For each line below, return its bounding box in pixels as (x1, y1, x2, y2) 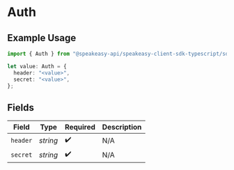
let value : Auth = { (7, 63, 68, 70)
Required (65, 123, 96, 132)
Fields (7, 102, 35, 114)
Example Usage (7, 32, 77, 44)
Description (102, 123, 142, 132)
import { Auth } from (7, 50, 70, 57)
